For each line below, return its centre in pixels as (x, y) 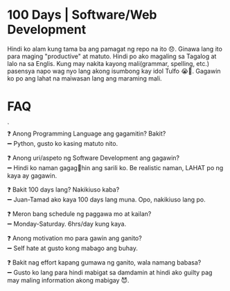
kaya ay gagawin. (32, 175)
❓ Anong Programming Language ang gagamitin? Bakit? (87, 133)
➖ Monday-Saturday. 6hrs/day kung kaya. (67, 224)
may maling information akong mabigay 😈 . (68, 280)
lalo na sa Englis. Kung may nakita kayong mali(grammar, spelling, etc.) (108, 63)
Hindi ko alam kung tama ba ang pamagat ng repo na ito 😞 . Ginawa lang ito (115, 49)
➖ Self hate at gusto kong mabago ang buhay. (73, 248)
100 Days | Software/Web (82, 15)
